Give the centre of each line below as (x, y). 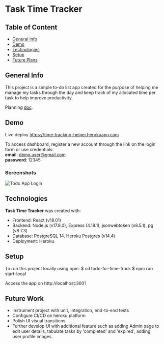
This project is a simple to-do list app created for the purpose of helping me (82, 87)
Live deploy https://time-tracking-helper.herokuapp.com (62, 134)
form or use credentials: (29, 149)
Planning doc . (19, 107)
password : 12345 (23, 160)
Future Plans (25, 60)
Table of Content (31, 27)
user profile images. (32, 337)
